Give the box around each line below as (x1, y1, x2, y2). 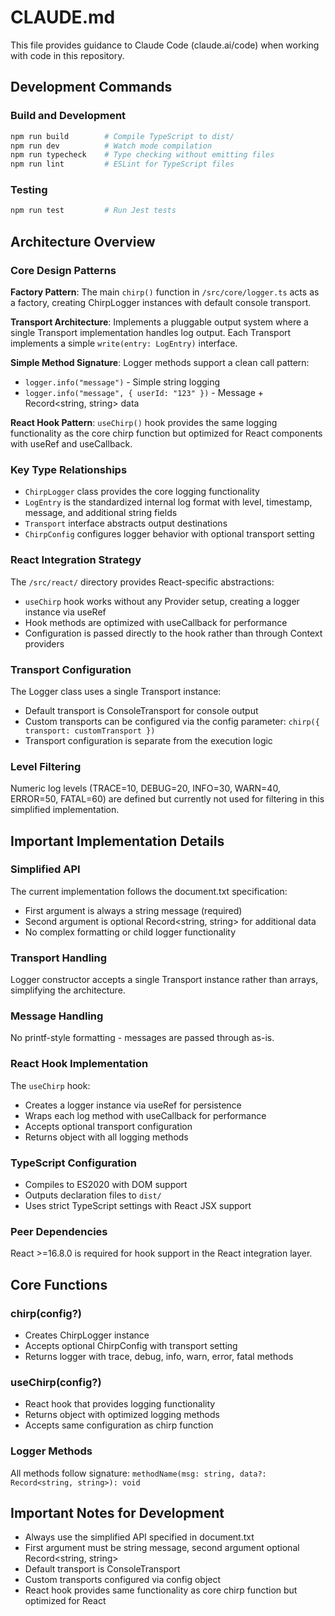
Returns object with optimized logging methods (24, 1409, 220, 1421)
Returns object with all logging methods (24, 1131, 189, 1143)
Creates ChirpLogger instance (24, 1329, 150, 1341)
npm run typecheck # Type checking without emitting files (10, 150, 275, 160)
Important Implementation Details (10, 832, 225, 850)
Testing (10, 183, 48, 197)
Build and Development (10, 109, 127, 123)
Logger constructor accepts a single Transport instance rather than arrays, (10, 974, 319, 986)
